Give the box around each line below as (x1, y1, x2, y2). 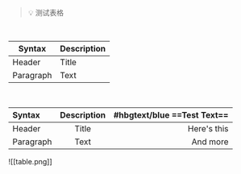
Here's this (188, 123, 229, 134)
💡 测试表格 (27, 8, 64, 17)
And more (191, 136, 229, 147)
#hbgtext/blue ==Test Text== (113, 110, 229, 120)
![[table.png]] (8, 157, 52, 166)
